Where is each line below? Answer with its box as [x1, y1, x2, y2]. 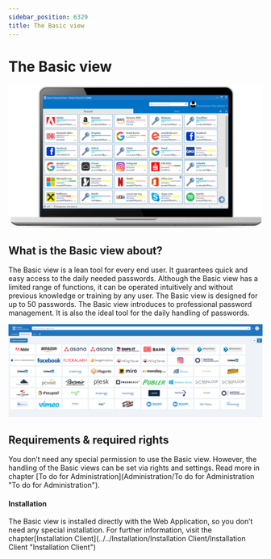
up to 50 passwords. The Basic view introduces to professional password [8, 300, 252, 309]
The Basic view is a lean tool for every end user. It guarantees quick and [8, 265, 248, 275]
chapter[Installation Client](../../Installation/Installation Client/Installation [8, 534, 246, 544]
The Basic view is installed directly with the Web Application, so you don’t [8, 517, 253, 527]
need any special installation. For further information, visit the [8, 525, 212, 535]
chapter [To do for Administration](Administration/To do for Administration [8, 472, 255, 481]
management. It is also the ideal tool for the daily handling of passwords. [8, 308, 250, 318]
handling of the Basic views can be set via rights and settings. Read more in [8, 463, 261, 473]
